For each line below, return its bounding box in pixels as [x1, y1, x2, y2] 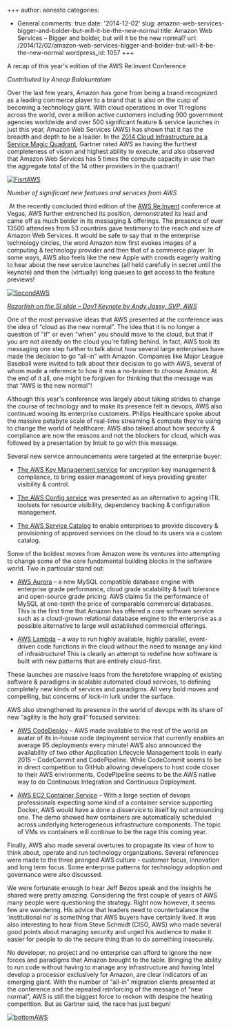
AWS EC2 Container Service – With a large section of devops [17, 791, 191, 799]
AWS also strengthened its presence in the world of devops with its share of [7, 706, 223, 713]
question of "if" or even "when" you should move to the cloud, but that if [7, 330, 213, 338]
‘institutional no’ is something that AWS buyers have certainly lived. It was [7, 913, 217, 921]
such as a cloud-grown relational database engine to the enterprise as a [17, 614, 222, 622]
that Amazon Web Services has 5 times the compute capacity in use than [7, 155, 215, 163]
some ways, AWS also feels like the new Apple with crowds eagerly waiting [7, 253, 221, 261]
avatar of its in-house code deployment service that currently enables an [17, 734, 225, 742]
